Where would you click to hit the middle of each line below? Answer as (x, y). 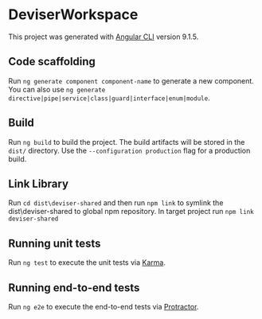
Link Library (39, 183)
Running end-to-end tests (74, 288)
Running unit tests (55, 243)
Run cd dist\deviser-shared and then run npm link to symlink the (116, 203)
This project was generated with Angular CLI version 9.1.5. (104, 37)
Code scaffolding (52, 62)
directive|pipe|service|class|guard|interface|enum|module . (109, 98)
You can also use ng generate (57, 89)
